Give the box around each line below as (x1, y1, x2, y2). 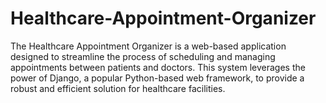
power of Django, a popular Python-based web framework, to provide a (10, 72, 305, 84)
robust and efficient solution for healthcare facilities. (10, 82, 226, 94)
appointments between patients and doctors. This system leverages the (10, 61, 306, 73)
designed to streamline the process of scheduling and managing (10, 50, 276, 62)
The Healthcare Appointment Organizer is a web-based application (10, 40, 287, 52)
